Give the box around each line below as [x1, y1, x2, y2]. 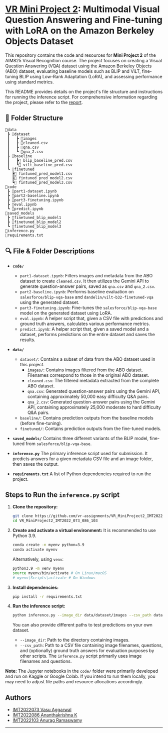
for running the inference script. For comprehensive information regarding [5, 94, 157, 100]
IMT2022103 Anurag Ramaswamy [12, 717, 82, 723]
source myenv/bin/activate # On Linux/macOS [12, 570, 107, 576]
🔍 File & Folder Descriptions [5, 247, 95, 256]
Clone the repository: [12, 504, 58, 510]
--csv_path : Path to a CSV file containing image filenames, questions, [19, 642, 163, 649]
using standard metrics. [5, 79, 54, 85]
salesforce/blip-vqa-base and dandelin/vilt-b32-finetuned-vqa [19, 294, 153, 300]
